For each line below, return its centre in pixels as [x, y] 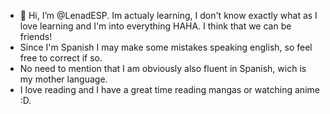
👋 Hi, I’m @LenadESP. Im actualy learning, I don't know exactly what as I [168, 15]
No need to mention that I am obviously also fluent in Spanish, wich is [163, 68]
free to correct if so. [61, 58]
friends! [36, 36]
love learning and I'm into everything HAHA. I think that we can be [155, 26]
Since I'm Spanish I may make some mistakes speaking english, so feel [166, 47]
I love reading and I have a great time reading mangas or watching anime [169, 89]
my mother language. [63, 79]
